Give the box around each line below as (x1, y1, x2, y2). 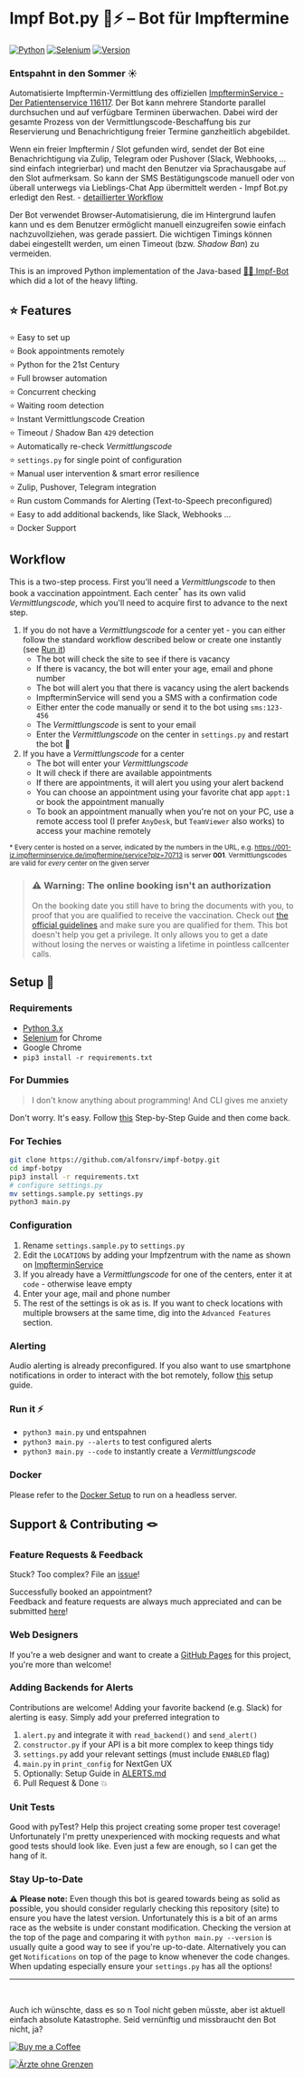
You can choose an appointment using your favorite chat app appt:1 (35, 787, 291, 798)
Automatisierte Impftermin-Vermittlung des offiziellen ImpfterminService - (9, 88, 284, 99)
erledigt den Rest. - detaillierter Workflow (9, 192, 164, 203)
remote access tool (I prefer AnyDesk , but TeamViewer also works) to (35, 815, 285, 827)
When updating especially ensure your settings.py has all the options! (9, 1961, 273, 1972)
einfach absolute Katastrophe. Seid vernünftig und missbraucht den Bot (9, 2014, 277, 2025)
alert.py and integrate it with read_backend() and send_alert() (22, 1729, 258, 1740)
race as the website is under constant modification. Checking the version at (9, 1922, 291, 1934)
